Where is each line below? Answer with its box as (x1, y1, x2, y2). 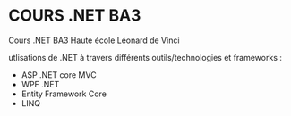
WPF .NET (21, 79, 60, 89)
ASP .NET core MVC (21, 69, 97, 80)
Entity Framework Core (21, 88, 107, 99)
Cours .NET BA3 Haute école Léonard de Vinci (8, 35, 180, 46)
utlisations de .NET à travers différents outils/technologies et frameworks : (8, 52, 283, 62)
